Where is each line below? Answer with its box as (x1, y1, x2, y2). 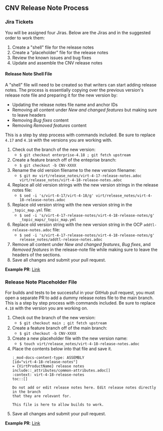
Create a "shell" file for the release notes (12, 44, 94, 50)
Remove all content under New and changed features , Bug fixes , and (12, 241, 151, 247)
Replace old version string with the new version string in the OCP (12, 222, 143, 227)
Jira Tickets (5, 19, 34, 25)
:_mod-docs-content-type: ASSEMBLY (12, 355, 85, 360)
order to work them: (5, 35, 45, 41)
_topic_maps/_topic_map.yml (19, 217, 76, 222)
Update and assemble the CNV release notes (12, 60, 103, 65)
